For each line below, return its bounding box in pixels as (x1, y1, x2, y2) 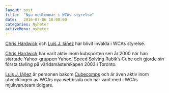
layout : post (5, 7, 33, 13)
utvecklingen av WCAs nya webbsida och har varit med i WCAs (5, 77, 138, 83)
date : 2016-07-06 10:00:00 (5, 17, 67, 22)
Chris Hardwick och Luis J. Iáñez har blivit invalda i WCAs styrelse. (5, 40, 146, 46)
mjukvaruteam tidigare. (5, 82, 54, 88)
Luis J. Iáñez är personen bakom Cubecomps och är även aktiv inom (5, 71, 149, 77)
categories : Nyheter (5, 21, 49, 27)
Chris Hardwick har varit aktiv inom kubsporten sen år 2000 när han (5, 51, 148, 57)
